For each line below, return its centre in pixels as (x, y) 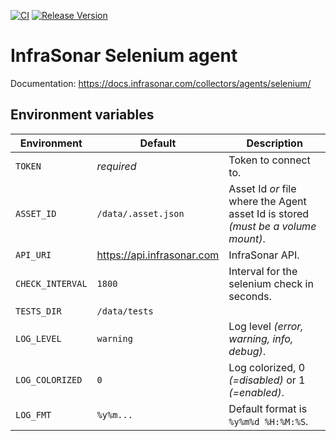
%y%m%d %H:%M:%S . (268, 421)
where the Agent (267, 201)
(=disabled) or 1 (267, 380)
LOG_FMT (33, 414)
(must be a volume (272, 226)
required (116, 166)
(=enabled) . (256, 392)
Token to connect (269, 160)
